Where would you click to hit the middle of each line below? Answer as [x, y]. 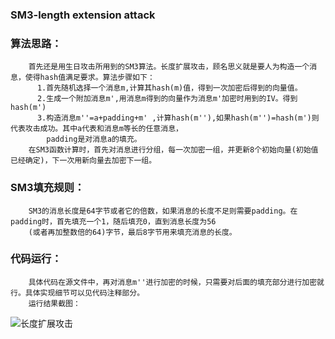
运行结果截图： [54, 303]
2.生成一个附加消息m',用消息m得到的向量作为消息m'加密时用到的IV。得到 [167, 99]
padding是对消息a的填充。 [94, 139]
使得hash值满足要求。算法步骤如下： [89, 78]
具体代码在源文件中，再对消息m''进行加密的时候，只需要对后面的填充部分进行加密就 [176, 282]
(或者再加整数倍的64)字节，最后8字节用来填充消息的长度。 [132, 232]
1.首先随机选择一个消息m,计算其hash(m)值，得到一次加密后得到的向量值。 [169, 88]
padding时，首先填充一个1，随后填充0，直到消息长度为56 [113, 221]
